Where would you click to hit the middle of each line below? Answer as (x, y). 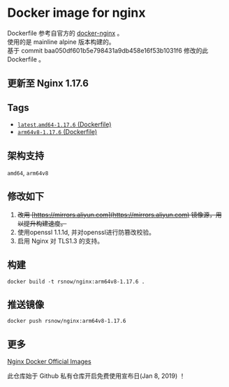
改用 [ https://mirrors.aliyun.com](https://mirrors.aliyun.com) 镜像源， (117, 214)
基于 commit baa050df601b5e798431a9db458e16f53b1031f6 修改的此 (108, 50)
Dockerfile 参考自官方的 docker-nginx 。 (65, 33)
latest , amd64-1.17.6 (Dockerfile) (64, 124)
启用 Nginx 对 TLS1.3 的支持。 (60, 241)
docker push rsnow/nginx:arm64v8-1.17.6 (67, 321)
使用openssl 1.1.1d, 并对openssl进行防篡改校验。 (86, 232)
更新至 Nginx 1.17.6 (48, 83)
